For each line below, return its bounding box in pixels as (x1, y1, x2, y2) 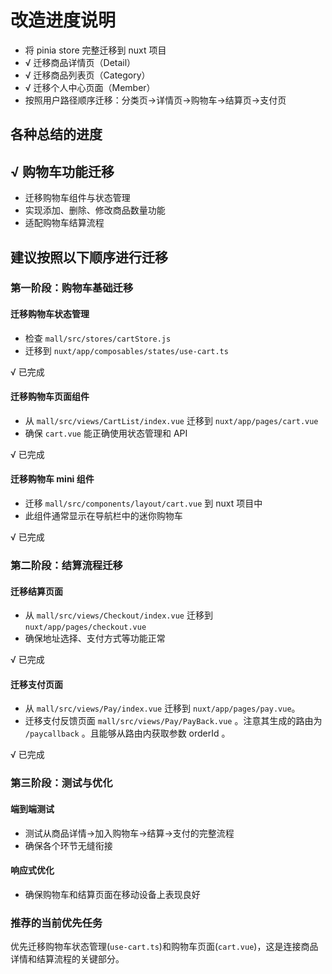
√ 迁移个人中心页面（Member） (24, 81, 156, 93)
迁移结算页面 (10, 585, 63, 597)
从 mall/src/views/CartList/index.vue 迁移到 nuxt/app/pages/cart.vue (24, 414, 319, 426)
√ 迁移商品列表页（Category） (24, 69, 151, 81)
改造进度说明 (10, 9, 117, 32)
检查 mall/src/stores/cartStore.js (24, 332, 172, 344)
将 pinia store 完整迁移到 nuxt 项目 (24, 44, 167, 56)
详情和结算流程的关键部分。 (10, 953, 125, 965)
